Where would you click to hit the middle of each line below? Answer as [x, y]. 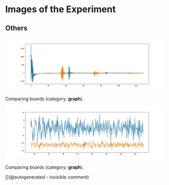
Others [16, 28]
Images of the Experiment [60, 9]
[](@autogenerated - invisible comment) [47, 177]
